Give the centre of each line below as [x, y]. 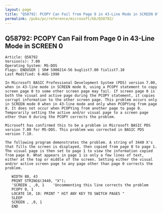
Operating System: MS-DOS [31, 66]
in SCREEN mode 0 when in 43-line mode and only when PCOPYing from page [81, 104]
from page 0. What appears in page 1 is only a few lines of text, [75, 155]
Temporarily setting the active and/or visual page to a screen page [77, 113]
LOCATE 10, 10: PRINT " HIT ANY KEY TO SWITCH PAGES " [68, 194]
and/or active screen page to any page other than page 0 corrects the [79, 164]
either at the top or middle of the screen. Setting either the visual [79, 160]
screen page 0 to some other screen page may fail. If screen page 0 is [80, 91]
